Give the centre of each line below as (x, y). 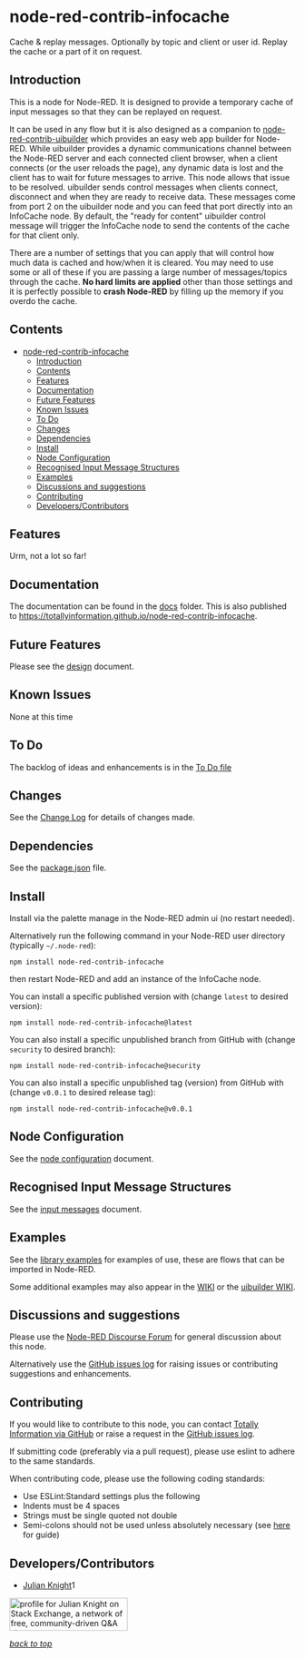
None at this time (41, 716)
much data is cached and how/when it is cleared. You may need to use (142, 262)
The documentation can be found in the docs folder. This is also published (148, 606)
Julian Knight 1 (49, 1584)
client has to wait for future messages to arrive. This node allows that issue (150, 177)
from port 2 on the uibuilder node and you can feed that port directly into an (151, 206)
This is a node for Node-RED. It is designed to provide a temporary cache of (151, 102)
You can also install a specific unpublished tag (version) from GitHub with (147, 1083)
